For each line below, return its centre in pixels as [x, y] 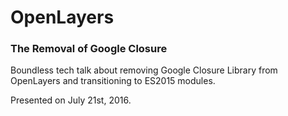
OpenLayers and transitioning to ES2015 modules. [113, 81]
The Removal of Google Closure [89, 49]
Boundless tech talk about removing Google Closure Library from [144, 70]
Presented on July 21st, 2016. [71, 100]
